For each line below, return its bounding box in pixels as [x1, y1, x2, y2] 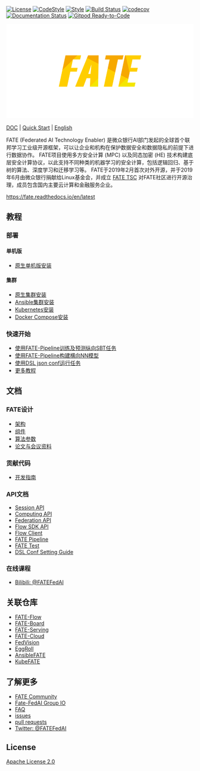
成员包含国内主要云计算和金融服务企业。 [16, 181, 116, 188]
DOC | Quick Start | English [6, 124, 73, 131]
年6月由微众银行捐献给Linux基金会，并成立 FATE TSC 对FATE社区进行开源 [6, 174, 187, 180]
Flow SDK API [14, 523, 49, 530]
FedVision [14, 639, 40, 646]
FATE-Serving [14, 626, 49, 634]
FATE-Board [14, 620, 45, 627]
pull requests [14, 718, 47, 726]
